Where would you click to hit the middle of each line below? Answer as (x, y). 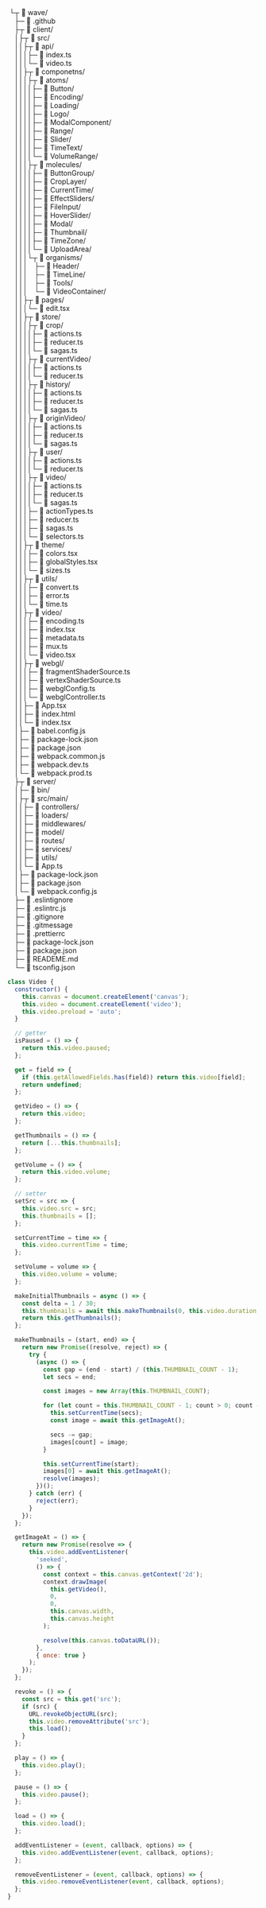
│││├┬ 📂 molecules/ (48, 165)
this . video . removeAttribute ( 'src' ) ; (89, 1721)
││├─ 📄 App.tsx (40, 705)
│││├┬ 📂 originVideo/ (50, 418)
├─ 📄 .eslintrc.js (40, 908)
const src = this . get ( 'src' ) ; (72, 1699)
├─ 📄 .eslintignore (44, 900)
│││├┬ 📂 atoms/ (42, 80)
